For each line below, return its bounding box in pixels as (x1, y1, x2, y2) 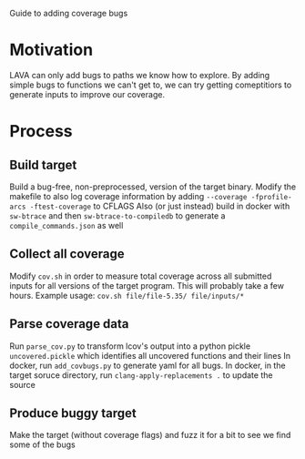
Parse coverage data (9, 316, 129, 331)
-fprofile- (250, 192, 293, 201)
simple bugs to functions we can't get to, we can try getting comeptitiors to (9, 79, 292, 90)
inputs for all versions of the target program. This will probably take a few (9, 280, 285, 291)
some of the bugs (9, 439, 76, 450)
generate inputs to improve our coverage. (9, 88, 166, 99)
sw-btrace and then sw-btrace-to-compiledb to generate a (9, 209, 226, 221)
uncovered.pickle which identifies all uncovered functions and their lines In (9, 350, 291, 361)
